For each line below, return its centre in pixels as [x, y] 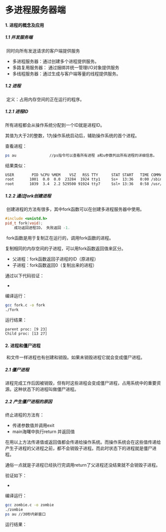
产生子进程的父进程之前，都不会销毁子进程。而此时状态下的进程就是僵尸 [79, 448]
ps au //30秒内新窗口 [25, 514]
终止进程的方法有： [25, 415]
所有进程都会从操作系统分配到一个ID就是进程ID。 [55, 125]
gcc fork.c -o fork [25, 305]
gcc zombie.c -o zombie [30, 505]
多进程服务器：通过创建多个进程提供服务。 [56, 61]
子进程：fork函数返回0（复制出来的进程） [55, 265]
